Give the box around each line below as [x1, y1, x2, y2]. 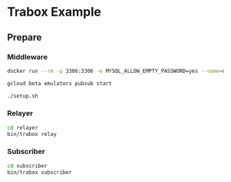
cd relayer [7, 124, 38, 131]
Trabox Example [7, 4, 102, 20]
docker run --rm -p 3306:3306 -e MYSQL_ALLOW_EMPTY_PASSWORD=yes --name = [7, 67, 223, 74]
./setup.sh [7, 92, 38, 100]
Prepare [7, 32, 43, 43]
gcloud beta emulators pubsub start [7, 80, 112, 87]
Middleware [7, 52, 48, 62]
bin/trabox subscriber [7, 169, 72, 176]
